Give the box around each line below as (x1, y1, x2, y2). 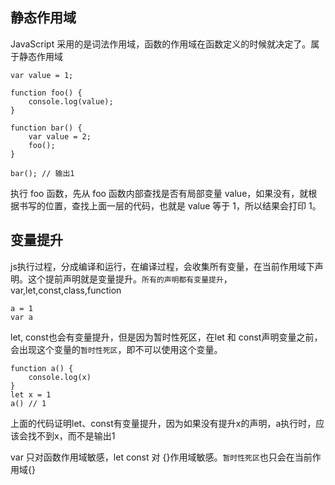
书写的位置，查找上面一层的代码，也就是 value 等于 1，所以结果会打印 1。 (18, 199, 322, 212)
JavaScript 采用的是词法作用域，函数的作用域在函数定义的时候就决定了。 (10, 38, 312, 50)
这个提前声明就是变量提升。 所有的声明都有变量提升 (27, 273, 224, 285)
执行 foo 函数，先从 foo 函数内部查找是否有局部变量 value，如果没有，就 (10, 187, 309, 199)
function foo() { (10, 88, 83, 98)
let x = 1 (10, 389, 52, 400)
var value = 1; (10, 70, 74, 80)
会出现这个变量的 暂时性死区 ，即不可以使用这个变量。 (10, 343, 223, 355)
